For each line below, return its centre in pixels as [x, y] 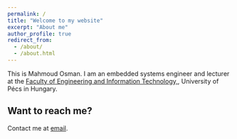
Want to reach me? [50, 111]
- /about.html [35, 54]
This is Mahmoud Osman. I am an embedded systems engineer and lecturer [118, 73]
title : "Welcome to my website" [55, 21]
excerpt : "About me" [38, 27]
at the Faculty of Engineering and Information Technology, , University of [113, 81]
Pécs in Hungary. [33, 89]
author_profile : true [39, 34]
